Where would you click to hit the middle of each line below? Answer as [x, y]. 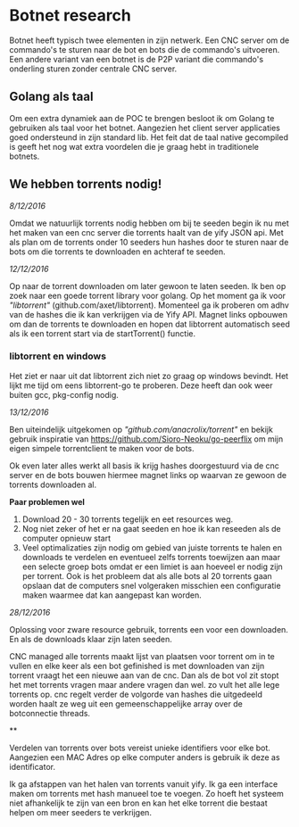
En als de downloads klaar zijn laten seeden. [91, 639]
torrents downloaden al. [53, 484]
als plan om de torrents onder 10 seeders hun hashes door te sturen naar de [149, 242]
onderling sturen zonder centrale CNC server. [93, 69]
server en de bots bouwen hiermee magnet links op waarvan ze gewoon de [148, 475]
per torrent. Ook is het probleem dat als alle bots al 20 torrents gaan [147, 575]
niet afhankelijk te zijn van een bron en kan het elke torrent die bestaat [138, 803]
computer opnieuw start [66, 538]
